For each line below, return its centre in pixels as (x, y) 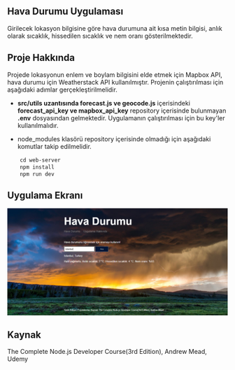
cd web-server (40, 160)
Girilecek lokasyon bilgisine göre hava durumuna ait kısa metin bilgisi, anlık (115, 28)
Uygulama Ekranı (45, 195)
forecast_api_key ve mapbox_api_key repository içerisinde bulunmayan (122, 111)
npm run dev (37, 174)
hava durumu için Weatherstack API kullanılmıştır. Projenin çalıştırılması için (115, 82)
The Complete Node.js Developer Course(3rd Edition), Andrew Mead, (107, 352)
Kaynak (24, 335)
